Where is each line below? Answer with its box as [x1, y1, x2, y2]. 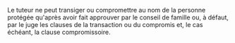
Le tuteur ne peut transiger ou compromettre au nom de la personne [7, 6, 206, 14]
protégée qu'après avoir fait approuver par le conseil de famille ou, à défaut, [7, 13, 229, 21]
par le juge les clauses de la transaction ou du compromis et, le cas [7, 21, 203, 28]
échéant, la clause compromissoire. [7, 28, 111, 36]
